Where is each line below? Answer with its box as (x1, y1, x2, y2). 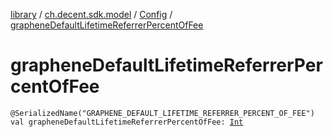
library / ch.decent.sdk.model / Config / (10, 9, 173, 20)
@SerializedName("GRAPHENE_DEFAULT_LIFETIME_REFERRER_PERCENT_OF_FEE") (10, 108, 315, 118)
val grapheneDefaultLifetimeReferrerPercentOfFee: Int (10, 117, 244, 127)
